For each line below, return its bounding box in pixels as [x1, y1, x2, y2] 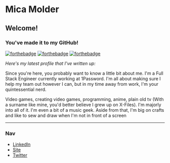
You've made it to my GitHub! [5, 39, 78, 46]
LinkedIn [12, 141, 31, 148]
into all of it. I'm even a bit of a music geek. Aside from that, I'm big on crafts [5, 107, 164, 113]
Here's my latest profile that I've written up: [5, 60, 96, 67]
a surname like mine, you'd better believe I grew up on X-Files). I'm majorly [5, 102, 161, 108]
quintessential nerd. [5, 86, 47, 92]
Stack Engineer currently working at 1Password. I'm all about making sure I [5, 75, 161, 82]
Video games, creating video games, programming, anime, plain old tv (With [5, 96, 164, 102]
